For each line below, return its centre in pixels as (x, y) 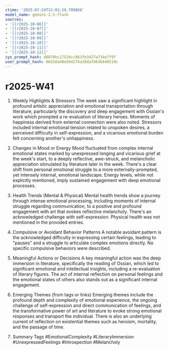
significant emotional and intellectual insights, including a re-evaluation (86, 269)
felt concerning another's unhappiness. (53, 138)
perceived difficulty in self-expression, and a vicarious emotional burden (88, 133)
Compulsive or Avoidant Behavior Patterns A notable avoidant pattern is (87, 232)
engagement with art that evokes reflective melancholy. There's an (82, 212)
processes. (24, 186)
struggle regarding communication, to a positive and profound (77, 206)
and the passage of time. (38, 327)
